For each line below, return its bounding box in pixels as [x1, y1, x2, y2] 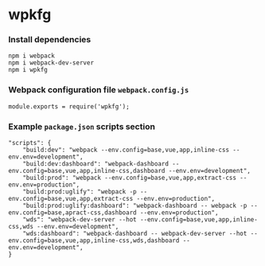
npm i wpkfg [8, 66, 48, 74]
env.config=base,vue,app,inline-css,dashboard [8, 167, 166, 175]
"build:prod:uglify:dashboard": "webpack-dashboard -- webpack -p [22, 201, 247, 210]
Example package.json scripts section [8, 121, 155, 132]
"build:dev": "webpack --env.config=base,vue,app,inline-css [22, 146, 229, 155]
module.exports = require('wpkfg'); [8, 102, 130, 111]
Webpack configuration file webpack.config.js [8, 84, 189, 96]
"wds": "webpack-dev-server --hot [22, 216, 137, 224]
